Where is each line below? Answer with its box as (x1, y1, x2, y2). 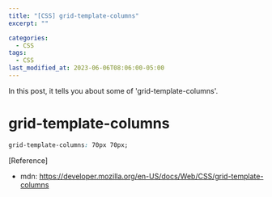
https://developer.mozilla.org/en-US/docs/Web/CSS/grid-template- (39, 171, 264, 181)
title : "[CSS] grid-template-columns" (8, 11, 139, 20)
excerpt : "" (8, 19, 49, 27)
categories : (8, 34, 49, 42)
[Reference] (8, 155, 49, 166)
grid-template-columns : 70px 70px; (8, 140, 129, 149)
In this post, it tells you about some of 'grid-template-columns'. (8, 86, 219, 95)
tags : (8, 49, 27, 57)
